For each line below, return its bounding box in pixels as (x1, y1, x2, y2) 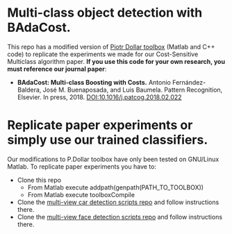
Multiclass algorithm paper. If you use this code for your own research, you (7, 57, 226, 65)
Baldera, (17, 85, 42, 94)
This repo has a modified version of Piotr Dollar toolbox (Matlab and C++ (7, 42, 215, 51)
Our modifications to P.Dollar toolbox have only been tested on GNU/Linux (7, 155, 219, 163)
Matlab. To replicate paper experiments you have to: (7, 162, 156, 171)
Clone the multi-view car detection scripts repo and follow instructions (17, 198, 219, 206)
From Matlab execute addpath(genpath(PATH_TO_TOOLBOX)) (27, 183, 204, 192)
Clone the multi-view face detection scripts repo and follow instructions (17, 212, 223, 221)
